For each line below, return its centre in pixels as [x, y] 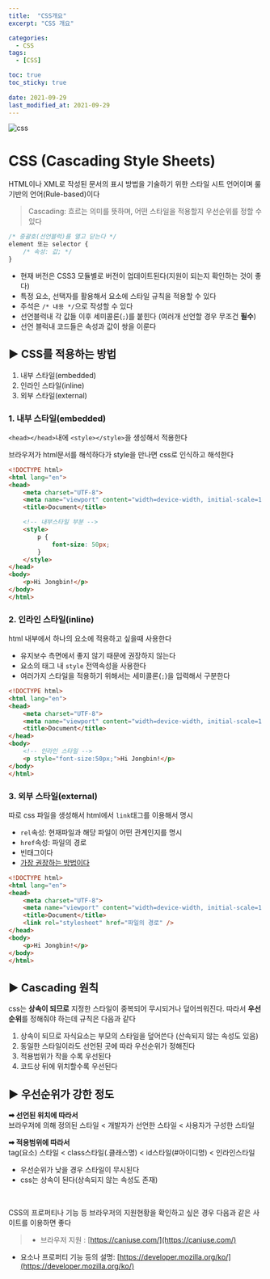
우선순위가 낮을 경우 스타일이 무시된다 [80, 1170]
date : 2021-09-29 [38, 98]
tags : [17, 53]
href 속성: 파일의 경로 [53, 842]
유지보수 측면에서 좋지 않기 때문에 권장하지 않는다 [98, 656]
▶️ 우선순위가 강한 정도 [61, 1094]
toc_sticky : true [38, 82]
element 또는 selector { [49, 244]
